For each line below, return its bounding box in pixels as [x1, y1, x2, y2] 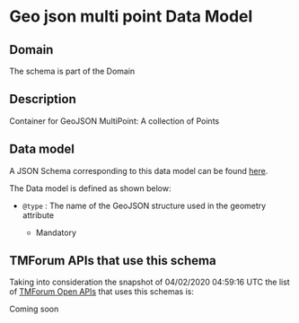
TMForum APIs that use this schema [9, 253, 217, 268]
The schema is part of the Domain [9, 65, 136, 76]
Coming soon [9, 303, 59, 315]
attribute [22, 209, 55, 221]
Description [9, 92, 76, 107]
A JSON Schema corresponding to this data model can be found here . [9, 165, 268, 176]
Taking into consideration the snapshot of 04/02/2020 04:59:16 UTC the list [9, 276, 290, 288]
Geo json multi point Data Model [9, 6, 253, 27]
